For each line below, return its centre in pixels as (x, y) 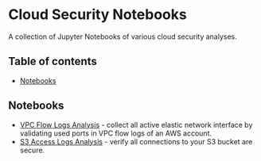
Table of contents (53, 61)
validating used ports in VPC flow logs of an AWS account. (116, 133)
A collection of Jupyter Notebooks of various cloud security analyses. (123, 36)
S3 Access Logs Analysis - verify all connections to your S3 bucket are (136, 141)
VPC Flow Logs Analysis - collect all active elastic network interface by (136, 125)
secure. (32, 150)
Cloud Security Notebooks (97, 15)
